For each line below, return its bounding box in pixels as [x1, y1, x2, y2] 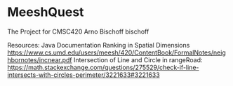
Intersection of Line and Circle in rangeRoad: [73, 55, 203, 64]
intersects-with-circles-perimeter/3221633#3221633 [7, 71, 160, 79]
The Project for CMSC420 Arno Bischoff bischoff [7, 27, 149, 36]
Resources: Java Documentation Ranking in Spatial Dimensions [7, 41, 190, 49]
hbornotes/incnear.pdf [7, 55, 72, 64]
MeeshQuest [7, 4, 84, 20]
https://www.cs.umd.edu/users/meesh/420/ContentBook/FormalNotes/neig [7, 48, 226, 57]
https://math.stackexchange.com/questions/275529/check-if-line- [7, 63, 199, 71]
